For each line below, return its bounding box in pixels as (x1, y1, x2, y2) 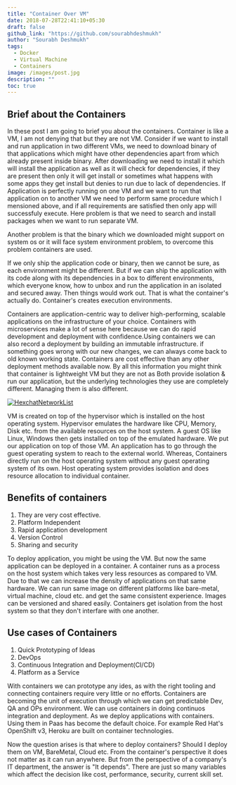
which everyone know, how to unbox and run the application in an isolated (7, 281, 222, 290)
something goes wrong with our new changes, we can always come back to (7, 347, 227, 356)
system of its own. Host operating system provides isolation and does (7, 464, 209, 473)
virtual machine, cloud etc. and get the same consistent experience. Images (7, 592, 227, 600)
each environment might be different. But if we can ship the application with (7, 267, 227, 275)
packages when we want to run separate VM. (7, 217, 139, 225)
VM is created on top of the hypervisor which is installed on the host (7, 412, 205, 421)
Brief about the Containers (7, 108, 126, 120)
